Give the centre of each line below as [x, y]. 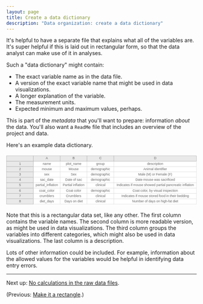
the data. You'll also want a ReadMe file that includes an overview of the [94, 127]
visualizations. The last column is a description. [65, 241]
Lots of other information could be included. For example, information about [101, 253]
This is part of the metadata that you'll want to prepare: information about [98, 121]
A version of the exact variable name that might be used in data [94, 83]
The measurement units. [45, 102]
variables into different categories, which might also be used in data [91, 234]
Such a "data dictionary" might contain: [55, 65]
